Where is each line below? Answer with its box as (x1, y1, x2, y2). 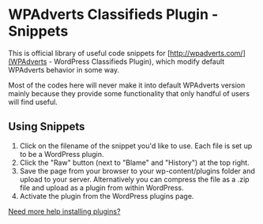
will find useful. (8, 97, 58, 106)
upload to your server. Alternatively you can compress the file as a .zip (19, 174, 250, 184)
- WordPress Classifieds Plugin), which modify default (48, 57, 225, 66)
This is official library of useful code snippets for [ (8, 48, 171, 58)
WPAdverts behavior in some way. (8, 65, 120, 74)
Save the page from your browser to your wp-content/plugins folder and (19, 166, 255, 175)
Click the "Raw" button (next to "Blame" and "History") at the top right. (19, 158, 250, 167)
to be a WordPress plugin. (19, 149, 104, 159)
